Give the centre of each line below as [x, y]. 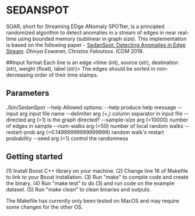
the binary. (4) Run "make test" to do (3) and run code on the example [90, 183]
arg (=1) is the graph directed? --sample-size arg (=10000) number [108, 120]
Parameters [28, 93]
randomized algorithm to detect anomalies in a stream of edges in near [91, 32]
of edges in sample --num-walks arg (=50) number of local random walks [95, 126]
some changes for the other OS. [45, 207]
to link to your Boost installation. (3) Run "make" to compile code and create [97, 177]
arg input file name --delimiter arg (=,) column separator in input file [101, 113]
